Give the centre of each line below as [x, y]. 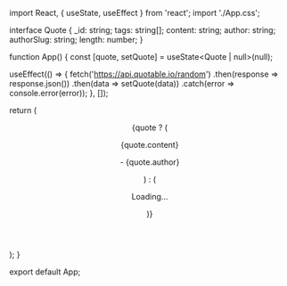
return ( [23, 110]
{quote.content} [150, 145]
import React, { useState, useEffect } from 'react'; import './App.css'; [135, 13]
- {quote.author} [150, 162]
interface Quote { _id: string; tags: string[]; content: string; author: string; [143, 30]
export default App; [45, 272]
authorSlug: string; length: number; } [76, 40]
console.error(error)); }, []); [59, 93]
